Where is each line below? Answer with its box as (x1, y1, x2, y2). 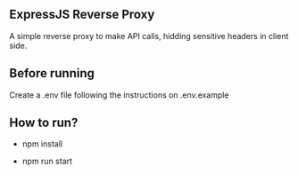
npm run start (21, 155, 73, 167)
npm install (21, 139, 63, 149)
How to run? (9, 115, 79, 131)
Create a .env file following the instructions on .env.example (9, 89, 229, 100)
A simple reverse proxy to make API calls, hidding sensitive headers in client (9, 30, 289, 41)
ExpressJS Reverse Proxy (9, 7, 155, 22)
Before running (9, 66, 95, 81)
